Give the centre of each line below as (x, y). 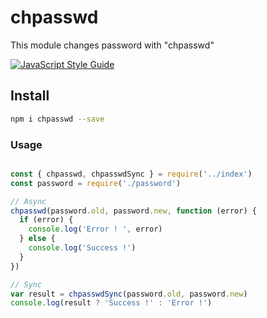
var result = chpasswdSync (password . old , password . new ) (129, 294)
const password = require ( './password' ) (96, 183)
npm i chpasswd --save (57, 119)
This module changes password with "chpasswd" (112, 45)
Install (30, 96)
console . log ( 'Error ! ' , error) (95, 229)
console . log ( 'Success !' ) (82, 248)
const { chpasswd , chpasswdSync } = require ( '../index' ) (131, 174)
